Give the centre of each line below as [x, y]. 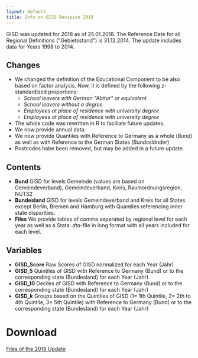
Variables [24, 250]
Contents [24, 167]
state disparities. [35, 213]
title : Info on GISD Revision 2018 [50, 17]
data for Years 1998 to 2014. [40, 46]
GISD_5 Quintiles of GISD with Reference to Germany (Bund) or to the [99, 270]
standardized [31, 92]
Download [32, 333]
